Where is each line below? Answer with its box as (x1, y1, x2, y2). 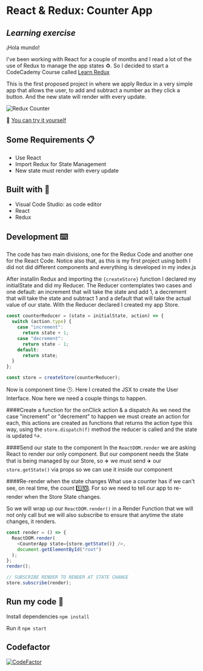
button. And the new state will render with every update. (6, 93, 147, 100)
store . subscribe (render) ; (6, 580, 72, 586)
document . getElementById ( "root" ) (17, 546, 102, 552)
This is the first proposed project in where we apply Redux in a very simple (6, 80, 193, 87)
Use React (15, 154, 41, 161)
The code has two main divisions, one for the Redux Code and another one (6, 251, 194, 258)
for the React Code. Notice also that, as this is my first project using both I (6, 257, 191, 264)
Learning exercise (6, 28, 76, 38)
